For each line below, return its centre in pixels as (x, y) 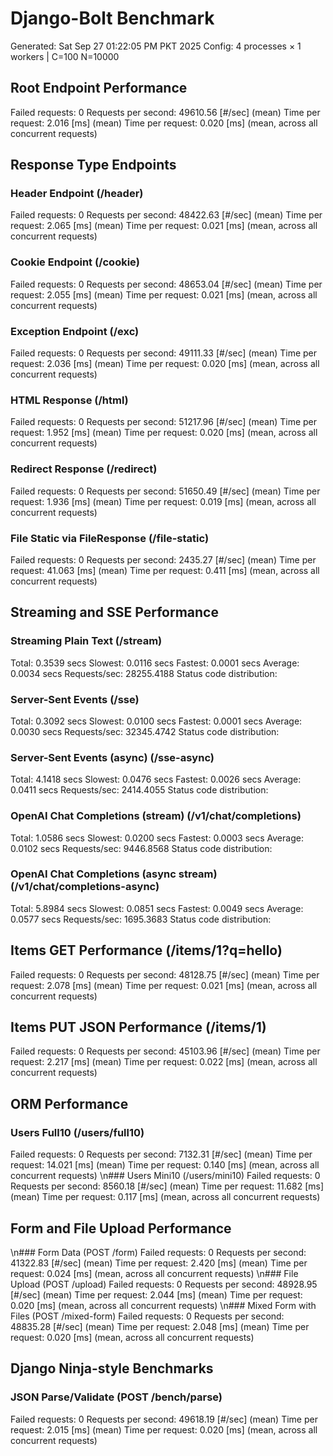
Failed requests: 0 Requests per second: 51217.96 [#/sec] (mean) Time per (163, 422)
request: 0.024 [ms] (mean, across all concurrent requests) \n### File (154, 1273)
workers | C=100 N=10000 (65, 56)
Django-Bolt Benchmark (112, 18)
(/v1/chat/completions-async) (85, 887)
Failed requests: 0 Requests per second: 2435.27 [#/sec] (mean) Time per (163, 559)
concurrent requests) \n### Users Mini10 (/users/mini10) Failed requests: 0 (165, 1176)
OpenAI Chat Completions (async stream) (114, 874)
